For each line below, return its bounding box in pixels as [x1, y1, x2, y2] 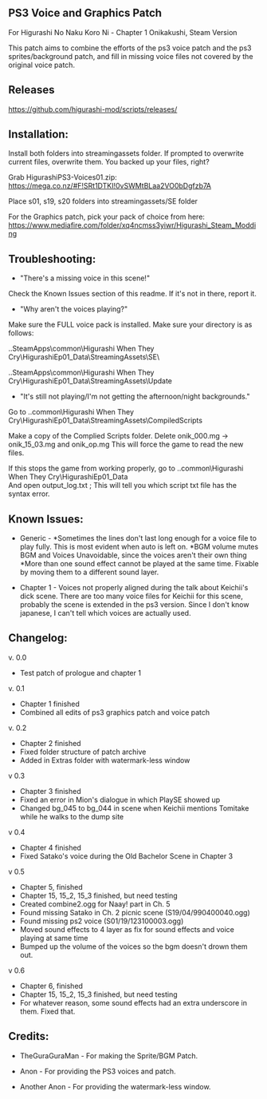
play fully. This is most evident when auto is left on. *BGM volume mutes [19, 542, 259, 552]
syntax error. [8, 489, 50, 498]
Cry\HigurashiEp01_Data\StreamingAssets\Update [8, 376, 173, 386]
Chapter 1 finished [19, 699, 80, 708]
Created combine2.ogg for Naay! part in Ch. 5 [19, 899, 171, 909]
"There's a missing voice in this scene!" [19, 273, 150, 283]
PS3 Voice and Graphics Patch [8, 6, 162, 20]
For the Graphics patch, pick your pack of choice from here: [8, 212, 206, 222]
